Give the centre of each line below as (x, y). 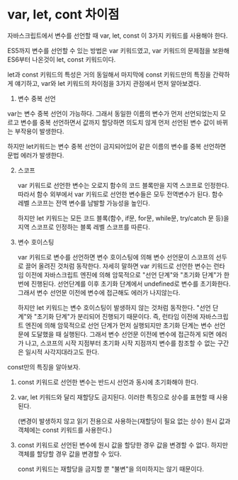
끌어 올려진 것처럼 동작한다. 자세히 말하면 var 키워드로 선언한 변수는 (119, 266)
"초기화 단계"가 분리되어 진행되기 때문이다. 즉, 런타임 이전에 (116, 316)
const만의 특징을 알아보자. (44, 367)
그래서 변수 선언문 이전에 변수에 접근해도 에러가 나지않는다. (99, 292)
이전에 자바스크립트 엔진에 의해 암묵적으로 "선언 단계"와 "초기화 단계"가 (124, 274)
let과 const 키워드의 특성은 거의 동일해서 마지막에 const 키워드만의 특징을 (109, 74)
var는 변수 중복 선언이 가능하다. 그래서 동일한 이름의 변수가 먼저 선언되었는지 (113, 113)
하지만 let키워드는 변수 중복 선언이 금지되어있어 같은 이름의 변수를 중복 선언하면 (117, 146)
